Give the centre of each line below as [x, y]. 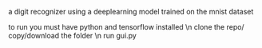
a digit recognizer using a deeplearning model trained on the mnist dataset [131, 12]
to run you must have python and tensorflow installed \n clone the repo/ [127, 27]
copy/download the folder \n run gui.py [73, 36]
